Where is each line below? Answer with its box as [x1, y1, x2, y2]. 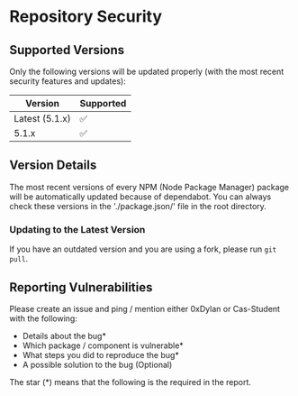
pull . [9, 253, 29, 264]
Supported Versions [9, 42, 124, 58]
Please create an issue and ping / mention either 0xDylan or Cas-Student [9, 303, 281, 314]
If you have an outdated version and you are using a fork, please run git [9, 244, 277, 254]
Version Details [9, 158, 97, 173]
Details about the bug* [22, 330, 106, 341]
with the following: [9, 313, 78, 324]
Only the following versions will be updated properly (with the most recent [9, 66, 284, 77]
